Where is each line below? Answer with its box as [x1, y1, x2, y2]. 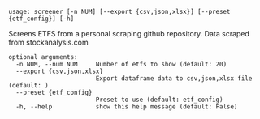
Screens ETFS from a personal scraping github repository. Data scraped [8, 29, 250, 38]
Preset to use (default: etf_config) [95, 96, 223, 104]
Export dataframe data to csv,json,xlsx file [95, 74, 253, 83]
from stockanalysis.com [8, 37, 89, 47]
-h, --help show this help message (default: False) [15, 103, 238, 111]
